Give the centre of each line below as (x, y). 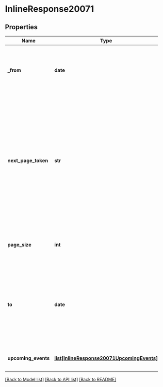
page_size (19, 245)
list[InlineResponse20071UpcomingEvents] (106, 358)
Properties (21, 27)
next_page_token (28, 161)
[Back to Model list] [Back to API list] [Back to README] (61, 379)
